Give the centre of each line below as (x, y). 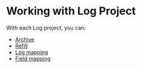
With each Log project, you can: (46, 28)
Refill (21, 46)
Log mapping (31, 52)
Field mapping (33, 58)
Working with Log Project (71, 11)
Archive (24, 39)
